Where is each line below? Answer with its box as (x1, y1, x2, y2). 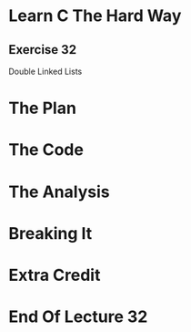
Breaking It (8, 223, 93, 244)
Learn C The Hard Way (8, 5, 182, 26)
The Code (8, 140, 84, 161)
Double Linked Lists (8, 66, 83, 77)
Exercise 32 (8, 42, 77, 57)
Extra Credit (8, 265, 101, 285)
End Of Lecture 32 (8, 306, 148, 327)
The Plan (8, 98, 76, 119)
